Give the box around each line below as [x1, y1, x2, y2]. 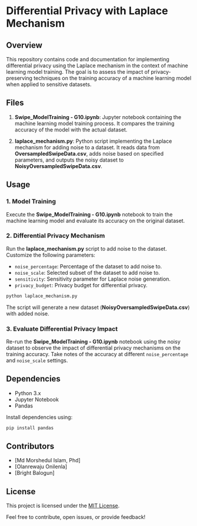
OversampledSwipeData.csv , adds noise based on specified [14, 150, 163, 157]
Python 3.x [14, 389, 41, 396]
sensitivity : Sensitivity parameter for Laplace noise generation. [14, 275, 171, 282]
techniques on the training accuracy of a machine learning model [33, 75, 192, 81]
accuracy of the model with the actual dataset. [14, 126, 128, 133]
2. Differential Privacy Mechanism [6, 232, 105, 240]
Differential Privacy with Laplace [6, 4, 169, 18]
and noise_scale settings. [6, 357, 68, 364]
